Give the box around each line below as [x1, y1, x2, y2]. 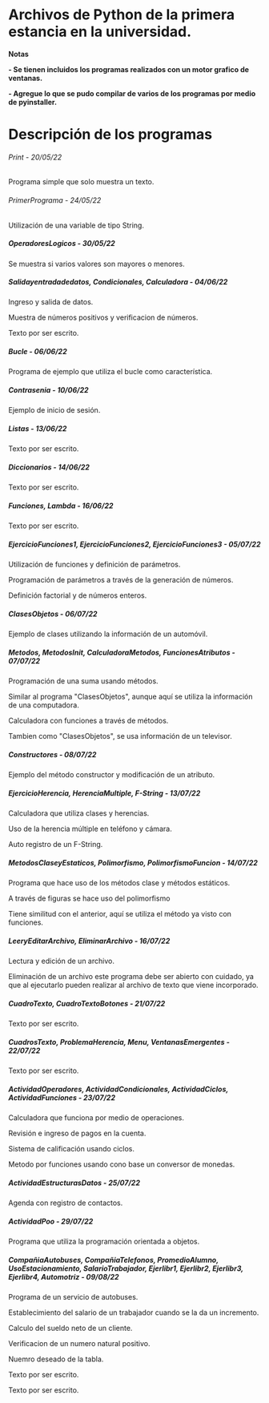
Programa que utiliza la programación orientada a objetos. [8, 1236, 200, 1246]
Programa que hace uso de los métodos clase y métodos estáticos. [8, 878, 231, 888]
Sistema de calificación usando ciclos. [8, 1144, 134, 1153]
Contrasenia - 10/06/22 [8, 385, 90, 395]
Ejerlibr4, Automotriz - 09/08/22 [8, 1272, 119, 1281]
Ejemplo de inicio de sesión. [8, 405, 101, 415]
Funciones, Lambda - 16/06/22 [8, 501, 114, 510]
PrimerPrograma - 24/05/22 [8, 195, 102, 205]
